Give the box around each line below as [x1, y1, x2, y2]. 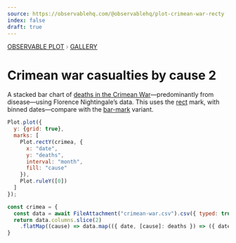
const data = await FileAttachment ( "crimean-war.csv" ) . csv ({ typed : [13, 210, 218, 217]
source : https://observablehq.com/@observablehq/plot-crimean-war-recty [7, 10, 225, 18]
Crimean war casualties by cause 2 [7, 67, 216, 83]
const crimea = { [7, 203, 58, 211]
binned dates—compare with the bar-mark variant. [7, 105, 154, 114]
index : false [7, 17, 46, 24]
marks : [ [13, 132, 39, 139]
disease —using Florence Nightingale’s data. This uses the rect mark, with [7, 98, 220, 106]
